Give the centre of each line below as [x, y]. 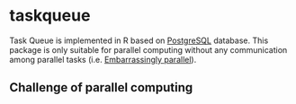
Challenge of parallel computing [101, 87]
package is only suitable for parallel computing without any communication [148, 49]
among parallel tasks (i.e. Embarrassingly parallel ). [103, 59]
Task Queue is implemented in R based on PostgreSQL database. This [139, 40]
